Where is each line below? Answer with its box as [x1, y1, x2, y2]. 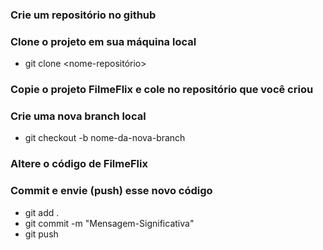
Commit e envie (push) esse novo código [10, 184, 213, 198]
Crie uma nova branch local [10, 109, 147, 123]
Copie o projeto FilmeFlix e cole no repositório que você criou [10, 83, 314, 97]
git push [24, 228, 59, 240]
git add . [24, 206, 60, 218]
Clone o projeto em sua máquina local [10, 34, 197, 48]
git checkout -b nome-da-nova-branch [24, 132, 186, 144]
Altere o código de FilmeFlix [10, 157, 148, 171]
